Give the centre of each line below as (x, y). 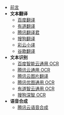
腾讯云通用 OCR (34, 70)
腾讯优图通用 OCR (36, 82)
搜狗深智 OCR (31, 95)
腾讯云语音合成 (33, 107)
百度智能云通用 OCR (38, 63)
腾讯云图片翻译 (33, 76)
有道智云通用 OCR (36, 88)
